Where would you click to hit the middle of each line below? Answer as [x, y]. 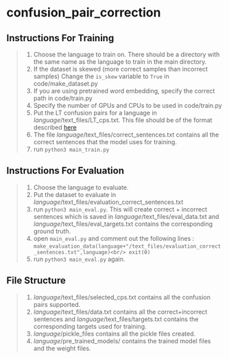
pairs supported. [57, 304]
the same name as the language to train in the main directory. [120, 62]
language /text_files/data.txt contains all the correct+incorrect [120, 312]
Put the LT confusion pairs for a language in [95, 113]
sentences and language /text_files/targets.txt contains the [116, 319]
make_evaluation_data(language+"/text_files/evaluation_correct [127, 246]
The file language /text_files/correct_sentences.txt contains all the [126, 135]
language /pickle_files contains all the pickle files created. [114, 334]
